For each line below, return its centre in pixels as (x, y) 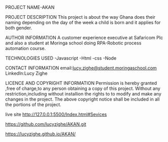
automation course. (26, 48)
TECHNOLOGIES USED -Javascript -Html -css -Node (61, 58)
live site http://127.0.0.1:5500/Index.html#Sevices (56, 114)
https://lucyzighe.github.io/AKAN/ (41, 134)
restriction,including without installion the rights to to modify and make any (83, 94)
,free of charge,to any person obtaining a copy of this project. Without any (83, 88)
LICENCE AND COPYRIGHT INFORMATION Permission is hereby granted (81, 83)
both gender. (19, 28)
